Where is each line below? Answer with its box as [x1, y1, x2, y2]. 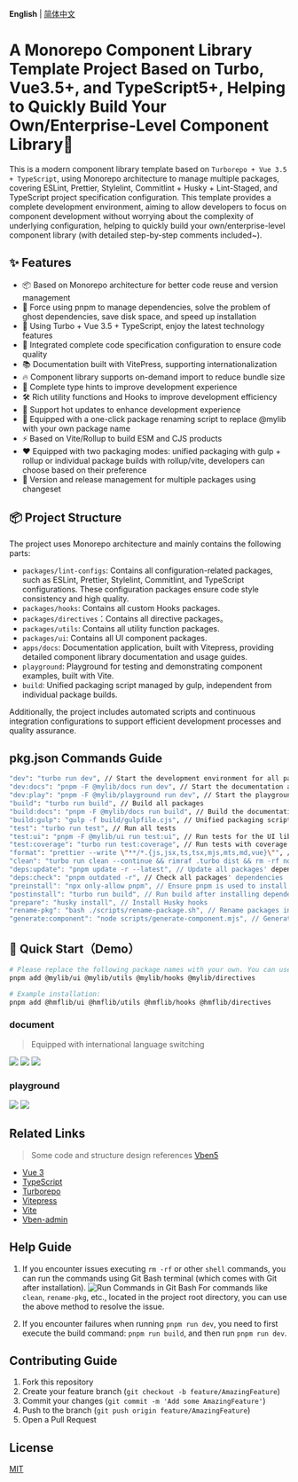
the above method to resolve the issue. [21, 1301, 165, 1312]
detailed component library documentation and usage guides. [21, 651, 248, 662]
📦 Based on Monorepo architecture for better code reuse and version [21, 279, 278, 290]
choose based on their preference [21, 465, 147, 475]
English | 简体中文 [9, 9, 75, 19]
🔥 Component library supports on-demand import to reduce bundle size [21, 372, 286, 382]
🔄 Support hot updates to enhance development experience [21, 404, 241, 415]
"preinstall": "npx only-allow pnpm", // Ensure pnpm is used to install [9, 882, 288, 890]
